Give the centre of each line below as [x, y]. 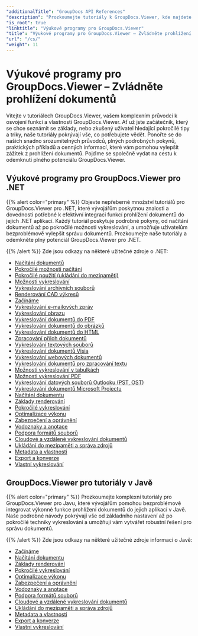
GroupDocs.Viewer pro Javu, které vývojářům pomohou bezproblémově [94, 503]
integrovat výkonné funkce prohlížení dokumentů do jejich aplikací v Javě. [96, 510]
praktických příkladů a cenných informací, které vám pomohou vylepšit [92, 147]
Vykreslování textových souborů [54, 344]
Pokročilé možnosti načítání [48, 269]
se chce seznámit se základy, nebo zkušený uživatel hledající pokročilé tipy [98, 128]
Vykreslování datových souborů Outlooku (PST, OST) [79, 382]
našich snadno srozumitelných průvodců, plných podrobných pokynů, [91, 140]
